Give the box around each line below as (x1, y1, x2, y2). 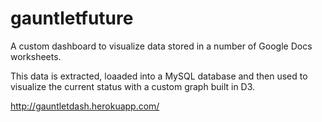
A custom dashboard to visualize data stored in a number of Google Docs (10, 40, 313, 52)
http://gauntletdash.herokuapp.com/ (10, 100, 160, 112)
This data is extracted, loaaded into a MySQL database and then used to (10, 70, 308, 82)
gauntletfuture (10, 7, 134, 30)
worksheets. (10, 50, 62, 62)
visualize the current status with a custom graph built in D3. (10, 80, 256, 92)
